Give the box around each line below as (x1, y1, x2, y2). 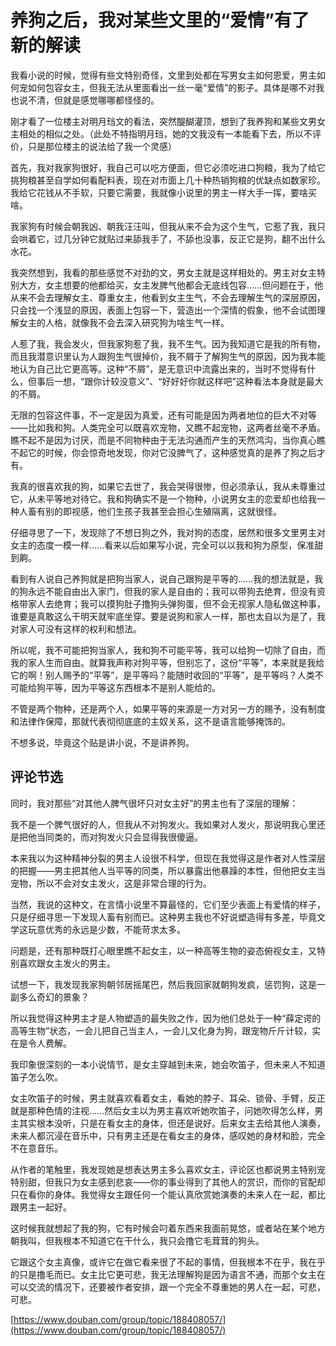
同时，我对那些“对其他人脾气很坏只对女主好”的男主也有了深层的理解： (10, 797, 299, 809)
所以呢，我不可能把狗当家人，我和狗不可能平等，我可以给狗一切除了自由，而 (10, 644, 326, 656)
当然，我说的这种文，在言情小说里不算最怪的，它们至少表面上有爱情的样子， (10, 898, 326, 910)
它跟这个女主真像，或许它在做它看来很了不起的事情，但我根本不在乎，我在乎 (10, 1256, 326, 1268)
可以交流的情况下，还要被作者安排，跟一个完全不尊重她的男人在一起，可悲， (10, 1281, 326, 1293)
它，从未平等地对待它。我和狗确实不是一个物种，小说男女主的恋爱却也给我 (10, 492, 317, 505)
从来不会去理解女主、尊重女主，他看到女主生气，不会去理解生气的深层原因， (10, 291, 326, 303)
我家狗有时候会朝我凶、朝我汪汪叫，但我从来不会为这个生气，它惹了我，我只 (10, 220, 326, 232)
